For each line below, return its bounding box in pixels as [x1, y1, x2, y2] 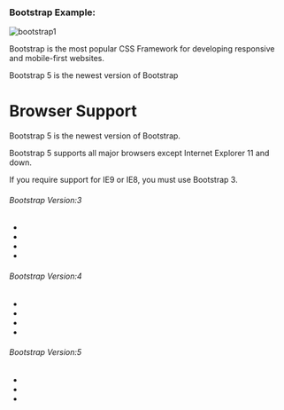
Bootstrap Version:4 [9, 271, 82, 281]
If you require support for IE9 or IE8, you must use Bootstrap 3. [9, 175, 238, 185]
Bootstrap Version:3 [9, 194, 82, 205]
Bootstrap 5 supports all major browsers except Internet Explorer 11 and [9, 148, 270, 159]
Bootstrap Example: [9, 6, 96, 19]
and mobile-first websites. [9, 53, 104, 64]
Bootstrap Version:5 [9, 347, 82, 358]
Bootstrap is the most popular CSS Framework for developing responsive [9, 43, 276, 54]
